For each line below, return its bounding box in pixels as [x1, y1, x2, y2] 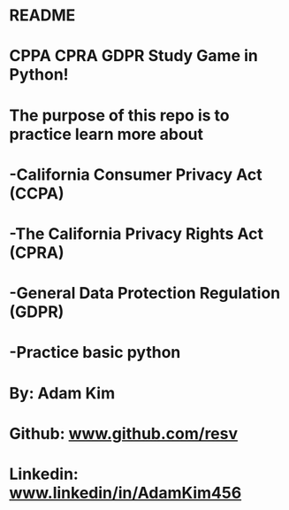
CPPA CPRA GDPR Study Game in [9, 46, 258, 66]
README [9, 5, 76, 26]
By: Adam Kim [9, 382, 116, 403]
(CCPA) [9, 183, 65, 204]
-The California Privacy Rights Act [9, 223, 263, 243]
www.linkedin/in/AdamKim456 [9, 483, 242, 503]
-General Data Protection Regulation [9, 283, 281, 304]
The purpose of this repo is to [9, 105, 230, 125]
